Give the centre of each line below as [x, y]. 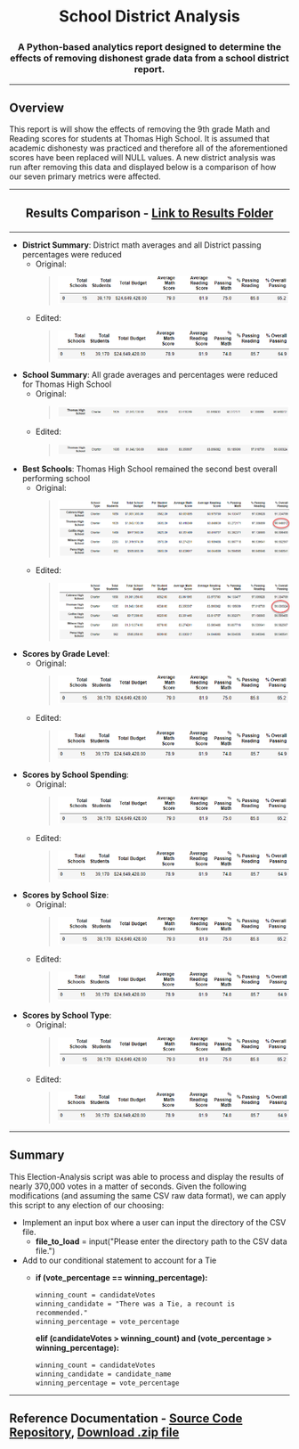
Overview [37, 107]
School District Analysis [149, 16]
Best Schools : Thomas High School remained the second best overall [149, 469]
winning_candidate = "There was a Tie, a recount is [135, 1304]
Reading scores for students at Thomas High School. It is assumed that [139, 139]
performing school [56, 478]
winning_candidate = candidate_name [103, 1374]
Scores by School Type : [67, 1015]
